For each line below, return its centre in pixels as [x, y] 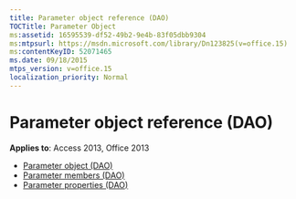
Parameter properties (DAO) [75, 184]
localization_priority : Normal [69, 78]
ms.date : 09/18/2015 [49, 60]
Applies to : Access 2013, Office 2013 [79, 148]
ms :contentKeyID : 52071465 [61, 52]
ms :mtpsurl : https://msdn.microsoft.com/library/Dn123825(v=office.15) [148, 43]
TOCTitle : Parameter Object [63, 26]
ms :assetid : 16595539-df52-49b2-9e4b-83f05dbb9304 [108, 35]
